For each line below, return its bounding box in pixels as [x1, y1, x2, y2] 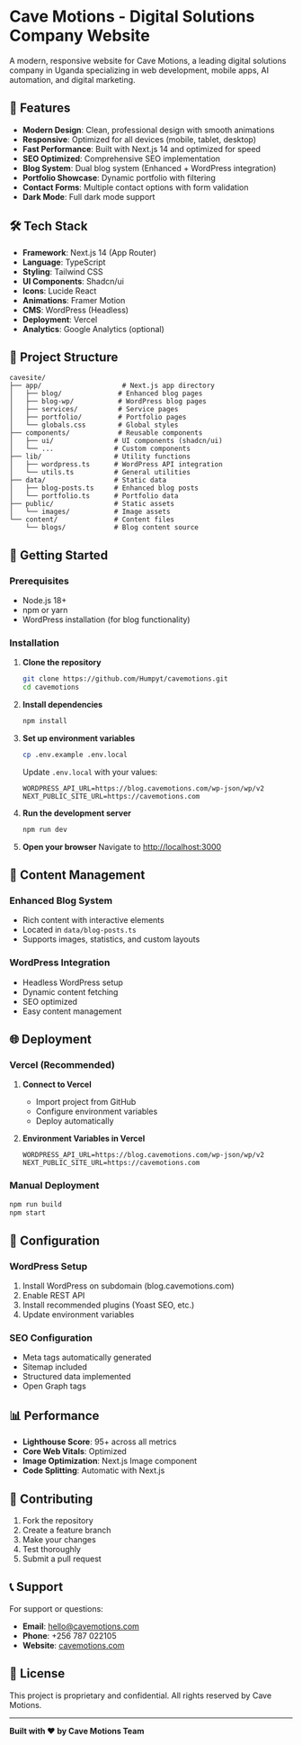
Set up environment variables [22, 732, 136, 744]
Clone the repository [22, 657, 102, 668]
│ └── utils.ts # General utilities [9, 468, 191, 477]
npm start [9, 1208, 47, 1217]
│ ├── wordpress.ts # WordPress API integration [9, 460, 223, 469]
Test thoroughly [22, 1544, 81, 1555]
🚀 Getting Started [9, 547, 109, 563]
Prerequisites [9, 574, 69, 587]
